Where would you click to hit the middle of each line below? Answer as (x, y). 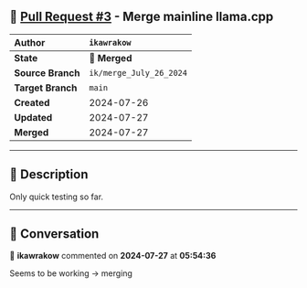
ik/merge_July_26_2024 (138, 73)
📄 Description (49, 175)
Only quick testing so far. (56, 197)
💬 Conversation (54, 234)
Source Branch (47, 72)
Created (32, 102)
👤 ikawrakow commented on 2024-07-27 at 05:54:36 (113, 256)
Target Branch (46, 88)
